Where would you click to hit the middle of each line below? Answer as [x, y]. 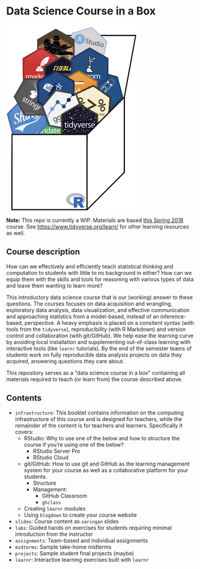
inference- [173, 316]
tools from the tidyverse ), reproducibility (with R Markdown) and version [96, 329]
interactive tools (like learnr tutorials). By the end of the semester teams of [99, 348]
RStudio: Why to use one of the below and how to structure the [102, 438]
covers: [24, 432]
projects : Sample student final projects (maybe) [74, 553]
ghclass [51, 503]
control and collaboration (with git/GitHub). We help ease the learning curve [100, 336]
